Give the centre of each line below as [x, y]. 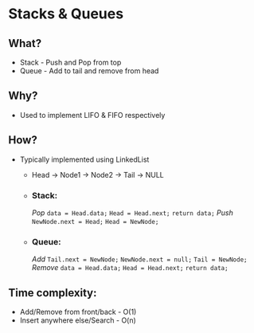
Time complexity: [53, 293]
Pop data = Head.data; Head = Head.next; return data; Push [132, 213]
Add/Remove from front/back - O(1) [78, 312]
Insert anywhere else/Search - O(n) [78, 320]
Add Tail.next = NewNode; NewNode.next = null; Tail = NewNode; [139, 259]
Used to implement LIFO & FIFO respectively [92, 115]
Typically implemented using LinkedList [84, 159]
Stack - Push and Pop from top [70, 62]
